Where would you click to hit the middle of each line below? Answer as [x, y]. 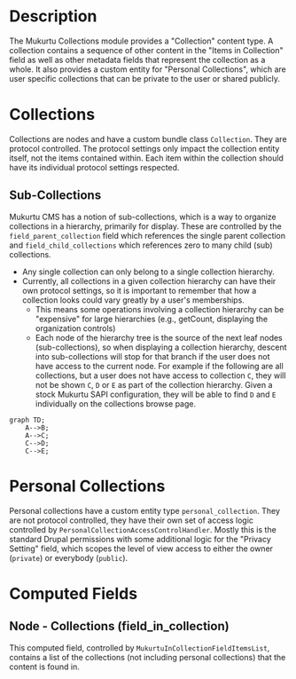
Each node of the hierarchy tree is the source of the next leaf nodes [159, 337]
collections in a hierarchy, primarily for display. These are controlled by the [145, 226]
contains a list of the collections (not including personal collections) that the [148, 657]
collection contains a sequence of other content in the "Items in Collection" [146, 50]
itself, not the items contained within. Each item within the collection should [146, 158]
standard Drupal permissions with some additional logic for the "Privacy [140, 539]
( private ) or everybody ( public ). [69, 557]
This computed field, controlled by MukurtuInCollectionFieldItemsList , [140, 647]
